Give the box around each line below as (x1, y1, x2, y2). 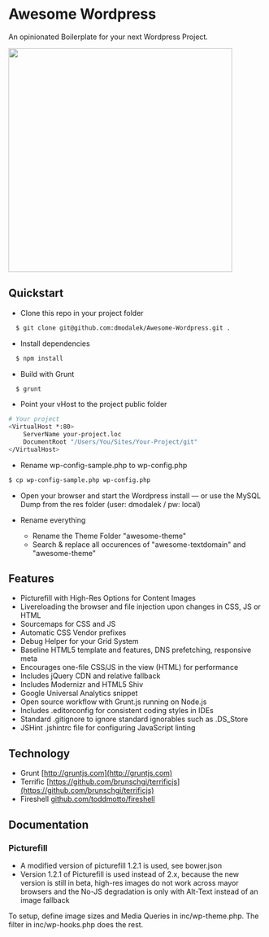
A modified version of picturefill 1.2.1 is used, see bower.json (20, 860, 222, 870)
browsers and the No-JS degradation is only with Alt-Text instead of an (20, 887, 258, 896)
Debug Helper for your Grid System (20, 637, 140, 646)
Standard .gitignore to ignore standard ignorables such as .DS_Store (20, 714, 249, 725)
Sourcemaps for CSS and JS (20, 620, 116, 629)
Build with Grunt (20, 369, 75, 379)
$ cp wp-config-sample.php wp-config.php (8, 475, 151, 484)
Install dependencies (20, 339, 91, 348)
